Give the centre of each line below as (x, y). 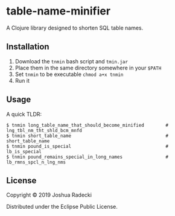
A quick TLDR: (24, 114)
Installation (28, 47)
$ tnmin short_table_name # (87, 136)
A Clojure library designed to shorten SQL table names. (75, 28)
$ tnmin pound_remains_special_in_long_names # (87, 157)
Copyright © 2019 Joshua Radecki (49, 195)
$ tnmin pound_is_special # (87, 146)
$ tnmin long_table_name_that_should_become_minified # (87, 125)
